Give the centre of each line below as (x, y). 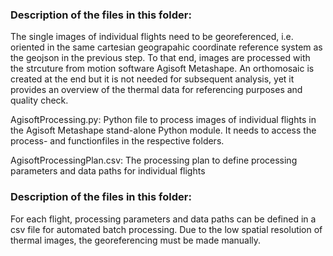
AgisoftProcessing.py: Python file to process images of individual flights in (163, 120)
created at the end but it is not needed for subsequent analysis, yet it (152, 79)
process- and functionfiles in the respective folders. (117, 141)
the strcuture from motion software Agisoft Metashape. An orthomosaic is (162, 69)
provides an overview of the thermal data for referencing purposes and (156, 90)
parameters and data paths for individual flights (108, 171)
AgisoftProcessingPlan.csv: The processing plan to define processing (154, 160)
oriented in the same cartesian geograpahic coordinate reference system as (166, 47)
